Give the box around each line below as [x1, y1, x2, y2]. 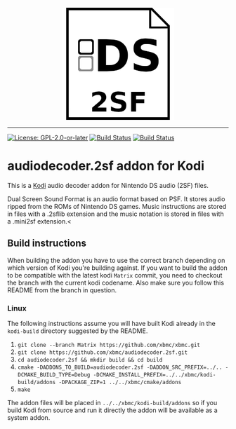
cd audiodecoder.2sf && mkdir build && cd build [17, 357, 163, 364]
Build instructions [7, 238, 86, 250]
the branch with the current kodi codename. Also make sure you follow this [7, 278, 225, 287]
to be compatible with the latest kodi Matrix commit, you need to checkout [7, 271, 223, 279]
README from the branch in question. [7, 285, 117, 294]
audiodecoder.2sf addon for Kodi [7, 158, 205, 174]
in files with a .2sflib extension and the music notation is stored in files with [7, 210, 224, 218]
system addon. [7, 414, 51, 422]
